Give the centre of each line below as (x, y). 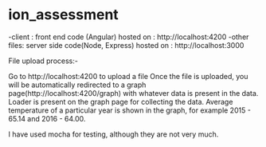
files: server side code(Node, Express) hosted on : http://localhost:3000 (126, 45)
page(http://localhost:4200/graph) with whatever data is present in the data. (133, 93)
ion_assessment (64, 15)
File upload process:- (43, 61)
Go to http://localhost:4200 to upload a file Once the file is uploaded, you (128, 76)
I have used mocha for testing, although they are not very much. (113, 134)
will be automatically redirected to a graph (77, 85)
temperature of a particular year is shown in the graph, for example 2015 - (129, 110)
